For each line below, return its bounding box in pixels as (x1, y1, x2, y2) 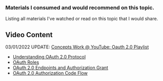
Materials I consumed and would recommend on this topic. (5, 4, 155, 11)
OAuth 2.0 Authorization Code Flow (12, 70, 88, 76)
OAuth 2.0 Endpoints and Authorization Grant (12, 65, 109, 71)
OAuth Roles (12, 59, 39, 65)
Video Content (5, 30, 53, 39)
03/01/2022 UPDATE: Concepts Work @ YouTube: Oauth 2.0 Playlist (5, 44, 149, 50)
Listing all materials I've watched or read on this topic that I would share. (5, 16, 158, 22)
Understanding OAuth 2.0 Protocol (12, 54, 86, 60)
